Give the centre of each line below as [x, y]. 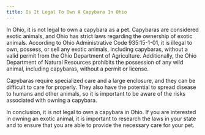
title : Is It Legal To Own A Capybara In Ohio [67, 12]
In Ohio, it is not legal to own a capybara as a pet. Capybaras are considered [102, 29]
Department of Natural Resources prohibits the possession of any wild [95, 62]
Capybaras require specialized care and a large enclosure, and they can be [101, 80]
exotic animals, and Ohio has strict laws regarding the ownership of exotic [99, 36]
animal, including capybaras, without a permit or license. [77, 69]
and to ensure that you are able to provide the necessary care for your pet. [100, 125]
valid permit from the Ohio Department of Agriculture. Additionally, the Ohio [102, 55]
